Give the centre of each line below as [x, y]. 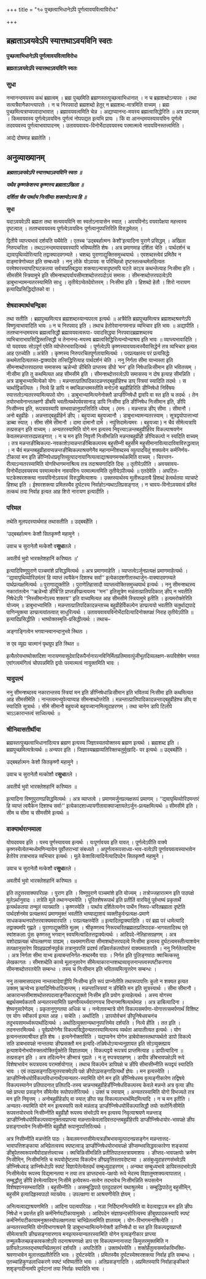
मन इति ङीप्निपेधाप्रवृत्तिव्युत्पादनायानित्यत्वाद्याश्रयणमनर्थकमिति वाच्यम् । [88, 457]
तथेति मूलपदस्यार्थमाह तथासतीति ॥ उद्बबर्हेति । [52, 521]
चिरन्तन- [165, 457]
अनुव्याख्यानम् [25, 158]
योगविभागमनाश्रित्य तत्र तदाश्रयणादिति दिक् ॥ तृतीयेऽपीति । [101, 464]
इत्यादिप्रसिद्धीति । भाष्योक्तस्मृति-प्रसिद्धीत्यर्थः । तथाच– [58, 619]
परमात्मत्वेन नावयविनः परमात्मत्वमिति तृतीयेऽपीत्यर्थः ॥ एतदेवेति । [100, 471]
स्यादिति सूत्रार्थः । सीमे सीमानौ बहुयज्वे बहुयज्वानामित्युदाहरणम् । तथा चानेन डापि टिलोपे [89, 706]
